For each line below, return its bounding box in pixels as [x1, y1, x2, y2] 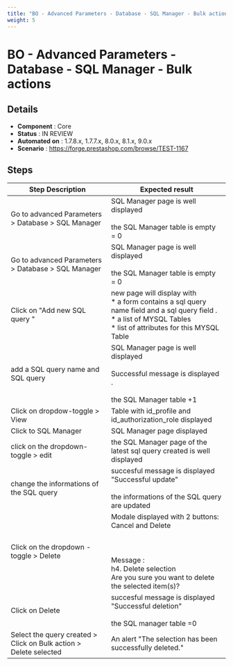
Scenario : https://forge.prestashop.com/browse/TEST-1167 [17, 144, 189, 153]
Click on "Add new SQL [10, 306, 87, 316]
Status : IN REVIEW [17, 129, 74, 137]
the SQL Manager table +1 [110, 395, 198, 404]
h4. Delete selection [110, 564, 176, 574]
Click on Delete [10, 606, 60, 615]
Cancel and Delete [110, 521, 171, 531]
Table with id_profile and [110, 407, 191, 416]
